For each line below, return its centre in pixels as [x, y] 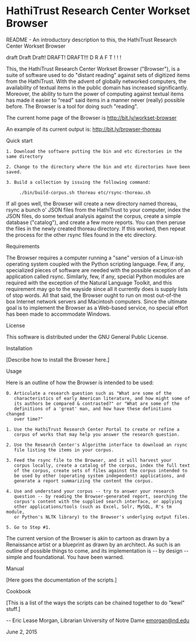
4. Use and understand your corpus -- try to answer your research [90, 491]
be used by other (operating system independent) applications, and [99, 475]
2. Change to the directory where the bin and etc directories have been [98, 167]
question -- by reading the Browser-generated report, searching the [101, 496]
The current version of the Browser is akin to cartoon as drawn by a [88, 538]
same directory [25, 156]
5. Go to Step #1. [28, 527]
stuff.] [13, 609]
